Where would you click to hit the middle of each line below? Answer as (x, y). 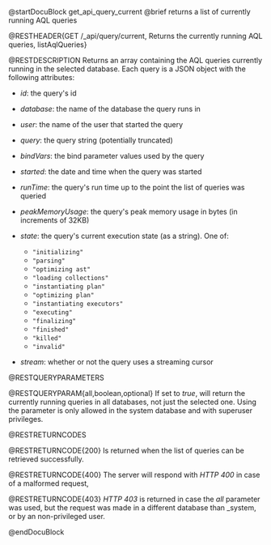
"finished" (51, 330)
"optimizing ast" (61, 270)
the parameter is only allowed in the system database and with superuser (131, 411)
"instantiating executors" (78, 304)
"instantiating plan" (68, 287)
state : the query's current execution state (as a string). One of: (124, 236)
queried (33, 196)
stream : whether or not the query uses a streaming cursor (117, 362)
